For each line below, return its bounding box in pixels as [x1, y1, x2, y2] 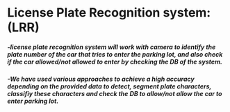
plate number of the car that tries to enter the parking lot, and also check [7, 50, 223, 58]
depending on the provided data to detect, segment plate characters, [7, 82, 212, 91]
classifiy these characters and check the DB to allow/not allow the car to [7, 90, 222, 98]
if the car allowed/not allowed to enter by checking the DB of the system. [7, 57, 222, 66]
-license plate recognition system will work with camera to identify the [7, 43, 216, 51]
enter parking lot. [7, 97, 59, 105]
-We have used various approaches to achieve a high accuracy [7, 75, 195, 84]
